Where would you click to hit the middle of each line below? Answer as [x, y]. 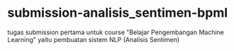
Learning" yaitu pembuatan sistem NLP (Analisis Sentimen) [94, 39]
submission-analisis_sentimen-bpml [118, 13]
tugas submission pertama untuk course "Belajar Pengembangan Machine [116, 32]
